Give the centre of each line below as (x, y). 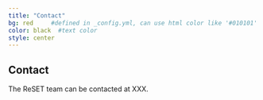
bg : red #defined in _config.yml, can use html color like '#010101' (133, 23)
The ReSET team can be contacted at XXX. (78, 89)
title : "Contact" (37, 15)
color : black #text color (53, 30)
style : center (32, 38)
